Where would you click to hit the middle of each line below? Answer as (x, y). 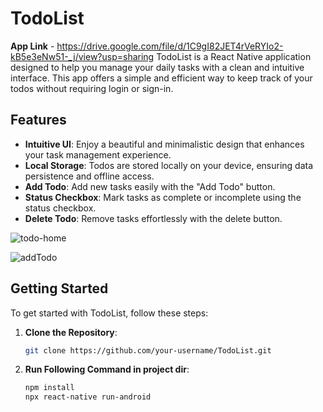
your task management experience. (98, 154)
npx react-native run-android (88, 397)
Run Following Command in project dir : (107, 369)
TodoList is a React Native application (234, 56)
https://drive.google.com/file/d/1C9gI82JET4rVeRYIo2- (170, 46)
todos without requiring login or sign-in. (92, 88)
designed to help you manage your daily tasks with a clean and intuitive (157, 67)
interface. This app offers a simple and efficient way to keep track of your (161, 78)
